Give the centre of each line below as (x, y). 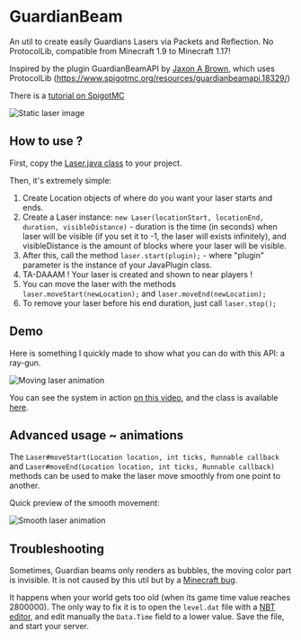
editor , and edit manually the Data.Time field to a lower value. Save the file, (147, 617)
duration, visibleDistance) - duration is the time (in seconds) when (150, 226)
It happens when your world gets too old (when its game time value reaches (150, 598)
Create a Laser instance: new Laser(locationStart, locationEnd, (143, 217)
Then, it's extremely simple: (61, 180)
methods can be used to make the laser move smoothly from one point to (145, 476)
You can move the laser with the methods (99, 284)
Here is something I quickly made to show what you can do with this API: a (147, 353)
